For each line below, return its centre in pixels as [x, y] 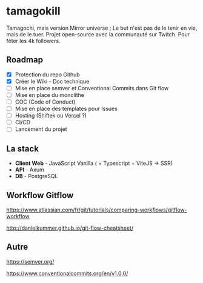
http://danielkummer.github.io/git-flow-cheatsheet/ [70, 228]
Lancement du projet [41, 129]
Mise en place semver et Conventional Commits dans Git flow [92, 88]
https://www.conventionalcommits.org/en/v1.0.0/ [67, 273]
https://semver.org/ [30, 261]
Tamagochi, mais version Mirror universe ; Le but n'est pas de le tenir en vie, [102, 28]
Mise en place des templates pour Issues [66, 109]
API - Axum [29, 170]
